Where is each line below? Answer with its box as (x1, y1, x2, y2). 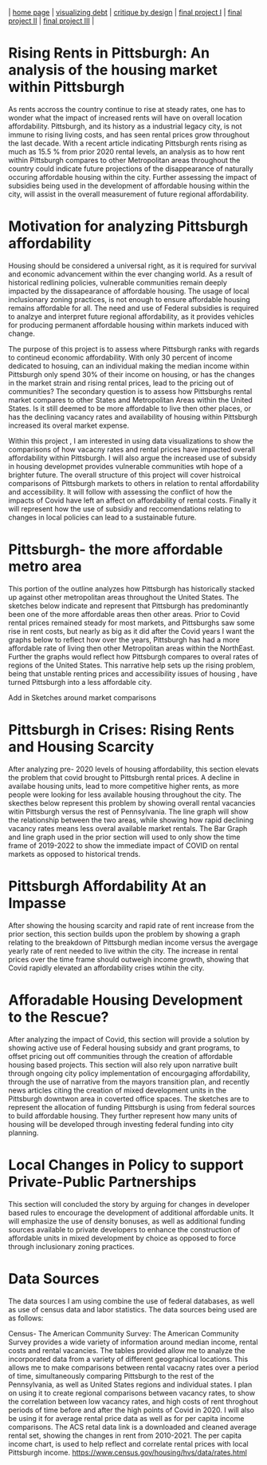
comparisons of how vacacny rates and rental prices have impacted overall (8, 444, 255, 454)
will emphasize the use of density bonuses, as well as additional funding (8, 1216, 245, 1226)
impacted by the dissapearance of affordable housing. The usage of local (8, 286, 249, 296)
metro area (8, 558, 82, 575)
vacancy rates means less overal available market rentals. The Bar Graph (8, 823, 248, 833)
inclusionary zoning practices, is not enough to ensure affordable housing (8, 294, 251, 304)
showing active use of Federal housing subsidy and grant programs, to (8, 1043, 241, 1053)
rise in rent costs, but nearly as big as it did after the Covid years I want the (8, 626, 255, 635)
